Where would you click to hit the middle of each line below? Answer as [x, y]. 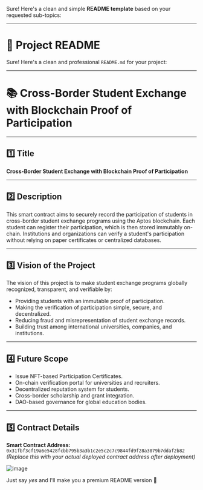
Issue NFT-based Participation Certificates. [69, 376]
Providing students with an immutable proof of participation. [90, 301]
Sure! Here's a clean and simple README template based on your [89, 9]
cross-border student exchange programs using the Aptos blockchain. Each [101, 221]
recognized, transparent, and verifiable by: [59, 289]
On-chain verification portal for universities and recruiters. [87, 383]
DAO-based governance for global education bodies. [81, 402]
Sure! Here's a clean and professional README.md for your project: [87, 62]
